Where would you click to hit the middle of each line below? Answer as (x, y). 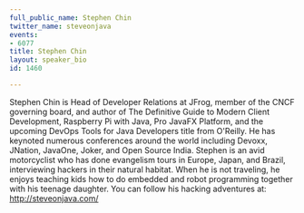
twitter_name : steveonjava (60, 26)
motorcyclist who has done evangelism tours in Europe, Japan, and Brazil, (147, 160)
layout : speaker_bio (49, 60)
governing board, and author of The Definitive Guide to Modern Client (140, 111)
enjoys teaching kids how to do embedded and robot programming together (151, 179)
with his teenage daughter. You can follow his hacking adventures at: (138, 189)
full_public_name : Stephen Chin (70, 18)
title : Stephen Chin (49, 52)
